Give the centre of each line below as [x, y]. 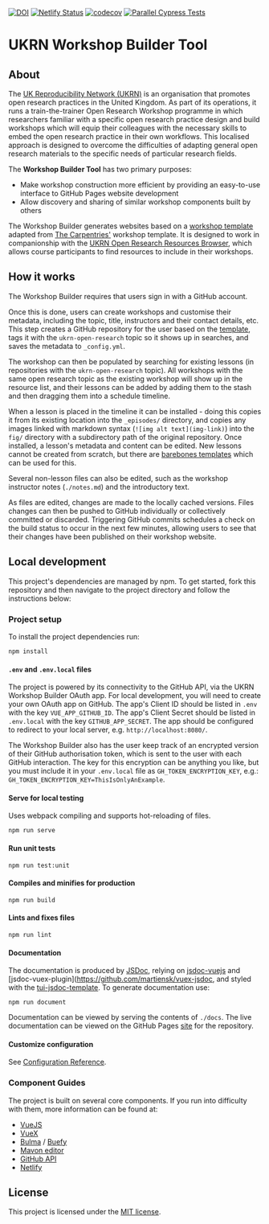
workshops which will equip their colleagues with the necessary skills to [128, 128]
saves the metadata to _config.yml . [67, 346]
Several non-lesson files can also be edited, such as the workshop [118, 478]
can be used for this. [43, 462]
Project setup [35, 619]
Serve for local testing [46, 798]
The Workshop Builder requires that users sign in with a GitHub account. [128, 296]
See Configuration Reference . [57, 1062]
